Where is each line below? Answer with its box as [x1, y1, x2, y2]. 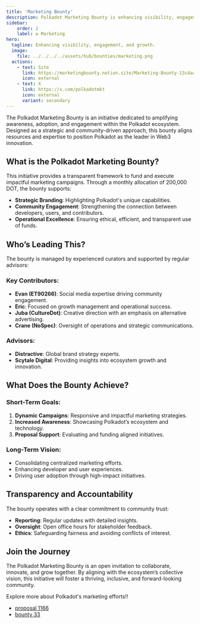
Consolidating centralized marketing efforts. [14, 459, 123, 466]
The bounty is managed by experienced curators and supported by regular [6, 255, 190, 263]
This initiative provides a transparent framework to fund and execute [6, 173, 174, 180]
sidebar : [6, 20, 28, 26]
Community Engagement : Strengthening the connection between [14, 203, 177, 210]
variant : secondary [21, 97, 70, 103]
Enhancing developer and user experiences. [14, 465, 123, 472]
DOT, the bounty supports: [6, 185, 71, 192]
